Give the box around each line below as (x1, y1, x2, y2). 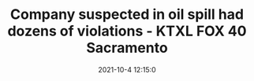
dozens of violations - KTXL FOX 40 (7, 22, 247, 40)
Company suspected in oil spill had (9, 6, 245, 24)
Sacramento (86, 39, 168, 57)
